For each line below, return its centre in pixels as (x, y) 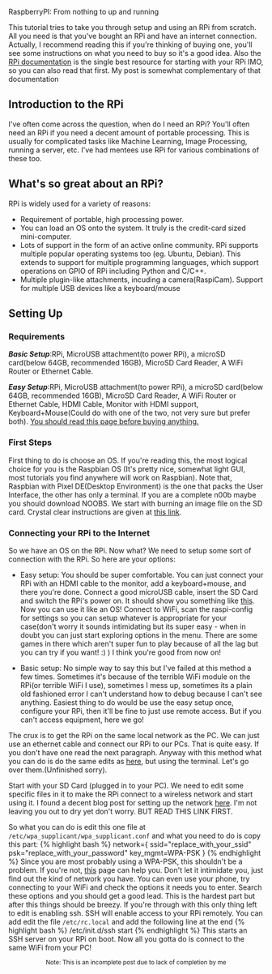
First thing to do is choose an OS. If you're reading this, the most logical (128, 460)
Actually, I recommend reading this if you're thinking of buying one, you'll (130, 45)
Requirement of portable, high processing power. (102, 219)
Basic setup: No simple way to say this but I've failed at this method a (136, 668)
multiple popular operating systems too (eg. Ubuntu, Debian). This (130, 254)
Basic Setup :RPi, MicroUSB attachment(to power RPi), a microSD (117, 354)
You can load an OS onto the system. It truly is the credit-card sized (133, 228)
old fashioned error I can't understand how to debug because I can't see (141, 694)
